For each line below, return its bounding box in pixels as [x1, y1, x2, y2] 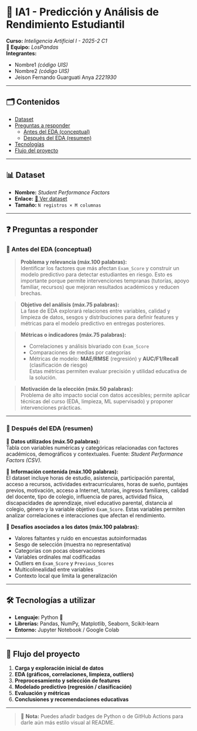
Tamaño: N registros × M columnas [14, 201, 101, 208]
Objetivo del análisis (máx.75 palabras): [20, 301, 120, 308]
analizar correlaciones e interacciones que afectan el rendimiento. [6, 511, 166, 519]
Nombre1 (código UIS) [14, 61, 69, 68]
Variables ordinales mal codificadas [14, 553, 101, 560]
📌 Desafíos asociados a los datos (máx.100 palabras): [6, 523, 140, 530]
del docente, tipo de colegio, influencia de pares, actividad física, [6, 493, 164, 500]
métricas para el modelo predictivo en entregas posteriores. [20, 320, 165, 327]
